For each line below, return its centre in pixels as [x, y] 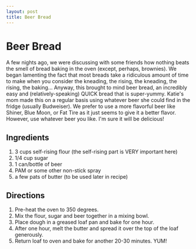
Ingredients [28, 137]
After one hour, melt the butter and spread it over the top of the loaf [96, 228]
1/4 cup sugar [31, 158]
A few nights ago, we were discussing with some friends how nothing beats [98, 63]
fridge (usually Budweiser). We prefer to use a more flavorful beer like [91, 106]
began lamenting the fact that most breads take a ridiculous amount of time [97, 75]
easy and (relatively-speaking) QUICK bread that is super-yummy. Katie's [95, 94]
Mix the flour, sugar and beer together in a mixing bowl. [82, 216]
